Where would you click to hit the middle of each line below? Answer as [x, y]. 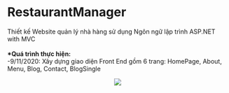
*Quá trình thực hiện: [39, 54]
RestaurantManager [67, 12]
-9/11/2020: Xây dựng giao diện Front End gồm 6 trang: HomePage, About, [114, 61]
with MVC [21, 38]
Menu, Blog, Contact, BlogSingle [54, 69]
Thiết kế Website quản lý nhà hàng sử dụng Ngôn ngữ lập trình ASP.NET [111, 31]
